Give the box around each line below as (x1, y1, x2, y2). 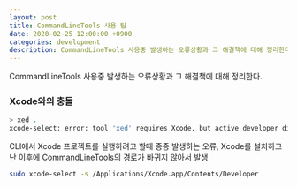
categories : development (9, 37, 101, 47)
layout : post (9, 12, 57, 22)
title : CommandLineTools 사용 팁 (9, 21, 126, 30)
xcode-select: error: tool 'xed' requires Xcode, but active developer (9, 124, 278, 133)
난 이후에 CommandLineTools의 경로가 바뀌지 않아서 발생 (9, 152, 209, 163)
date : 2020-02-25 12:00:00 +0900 (9, 29, 133, 38)
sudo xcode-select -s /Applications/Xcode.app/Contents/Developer (9, 169, 259, 179)
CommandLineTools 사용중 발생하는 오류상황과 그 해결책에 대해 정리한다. (9, 71, 263, 82)
